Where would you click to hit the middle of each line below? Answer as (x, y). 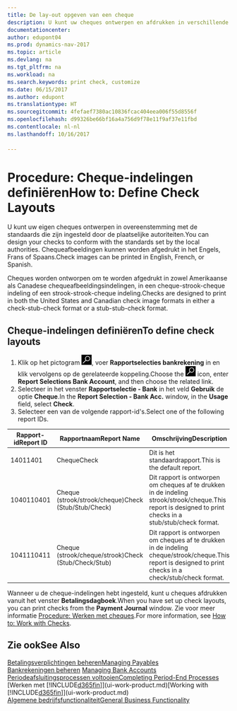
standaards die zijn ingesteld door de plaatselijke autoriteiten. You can (108, 235)
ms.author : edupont (36, 97)
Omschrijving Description (189, 439)
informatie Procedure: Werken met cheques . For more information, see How (117, 616)
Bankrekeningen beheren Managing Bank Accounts (82, 670)
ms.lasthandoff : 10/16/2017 (49, 134)
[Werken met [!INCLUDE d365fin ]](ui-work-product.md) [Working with (108, 685)
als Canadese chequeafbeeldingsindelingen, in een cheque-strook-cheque (116, 286)
